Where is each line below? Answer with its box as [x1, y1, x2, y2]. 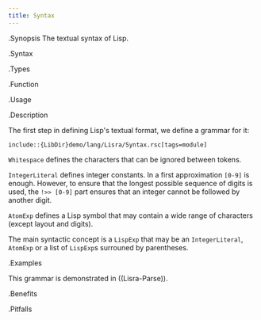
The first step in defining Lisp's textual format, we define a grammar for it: [8, 125, 250, 135]
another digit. [8, 195, 52, 204]
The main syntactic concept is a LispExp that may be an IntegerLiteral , [8, 234, 244, 244]
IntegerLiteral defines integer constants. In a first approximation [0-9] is [8, 170, 250, 179]
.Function [8, 79, 40, 89]
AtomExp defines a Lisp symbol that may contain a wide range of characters [8, 211, 254, 220]
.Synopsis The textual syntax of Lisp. [8, 33, 129, 43]
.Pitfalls [8, 304, 33, 314]
